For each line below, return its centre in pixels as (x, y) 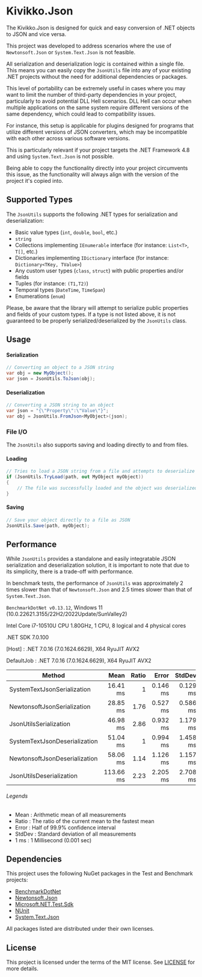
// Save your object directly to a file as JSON (68, 520)
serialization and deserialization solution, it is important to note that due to (98, 565)
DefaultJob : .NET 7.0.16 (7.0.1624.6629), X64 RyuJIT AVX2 (79, 661)
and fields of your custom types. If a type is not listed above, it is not (91, 314)
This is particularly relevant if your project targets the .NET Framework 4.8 (98, 150)
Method (53, 676)
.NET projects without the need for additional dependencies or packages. (97, 76)
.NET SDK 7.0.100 (28, 637)
